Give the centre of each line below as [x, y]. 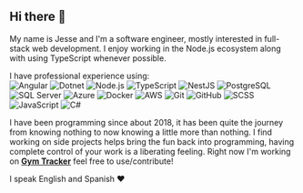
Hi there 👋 [38, 17]
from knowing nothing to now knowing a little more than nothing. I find [141, 132]
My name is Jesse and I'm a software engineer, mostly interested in [136, 38]
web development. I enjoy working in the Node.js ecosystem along [157, 48]
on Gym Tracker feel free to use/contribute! [91, 161]
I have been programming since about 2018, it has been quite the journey [146, 122]
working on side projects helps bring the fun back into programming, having [152, 141]
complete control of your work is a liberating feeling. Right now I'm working [150, 151]
